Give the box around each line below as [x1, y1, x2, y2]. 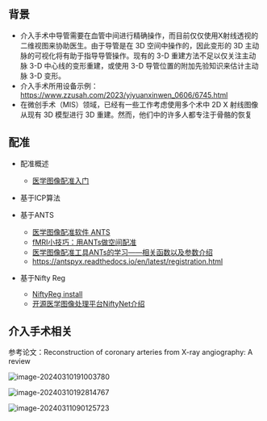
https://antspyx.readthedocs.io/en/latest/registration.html [31, 256, 223, 266]
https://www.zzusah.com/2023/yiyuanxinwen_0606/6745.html [19, 90, 228, 99]
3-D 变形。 [29, 71, 66, 81]
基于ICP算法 [19, 193, 60, 202]
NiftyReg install [31, 289, 83, 298]
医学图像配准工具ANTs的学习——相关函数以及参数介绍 [31, 247, 214, 256]
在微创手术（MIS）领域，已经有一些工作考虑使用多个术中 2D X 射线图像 [19, 99, 259, 109]
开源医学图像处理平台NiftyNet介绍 [31, 298, 145, 308]
